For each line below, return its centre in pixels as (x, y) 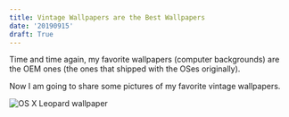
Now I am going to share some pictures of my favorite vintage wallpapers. (145, 87)
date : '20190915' (41, 26)
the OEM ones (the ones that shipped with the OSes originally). (125, 69)
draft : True (31, 34)
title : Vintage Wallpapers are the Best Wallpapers (107, 17)
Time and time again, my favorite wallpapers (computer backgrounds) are (144, 60)
